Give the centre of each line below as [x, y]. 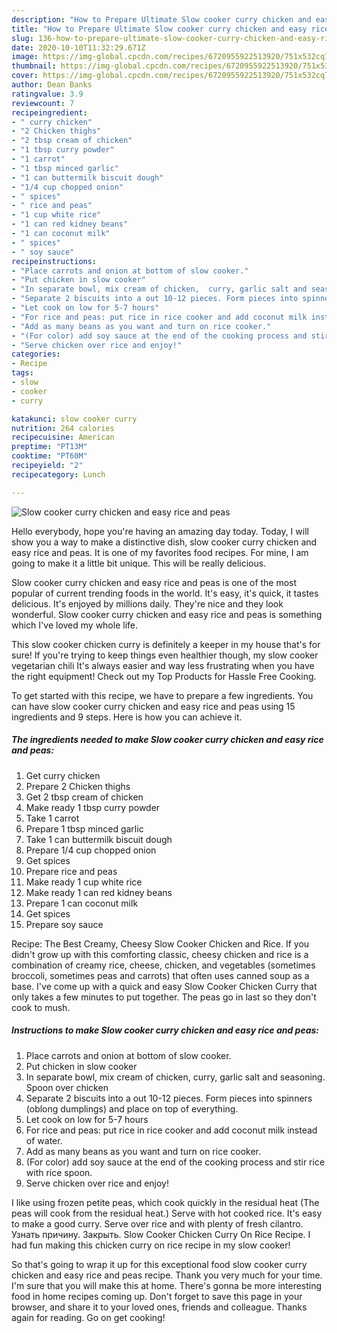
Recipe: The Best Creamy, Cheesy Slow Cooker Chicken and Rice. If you [160, 943]
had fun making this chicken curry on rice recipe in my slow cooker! [151, 1245]
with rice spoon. [59, 1172]
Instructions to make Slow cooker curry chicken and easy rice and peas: [165, 1030]
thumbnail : [34, 66]
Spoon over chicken [67, 1087]
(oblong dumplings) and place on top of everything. [132, 1108]
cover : [25, 76]
